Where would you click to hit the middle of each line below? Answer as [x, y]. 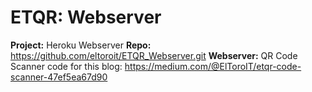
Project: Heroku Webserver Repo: [81, 45]
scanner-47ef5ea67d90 [59, 77]
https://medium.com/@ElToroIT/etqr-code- [213, 66]
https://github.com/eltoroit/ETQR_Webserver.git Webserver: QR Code [154, 55]
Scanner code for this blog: [66, 66]
